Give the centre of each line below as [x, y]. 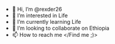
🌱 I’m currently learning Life [47, 22]
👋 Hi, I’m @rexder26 [37, 9]
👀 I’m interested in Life [40, 15]
